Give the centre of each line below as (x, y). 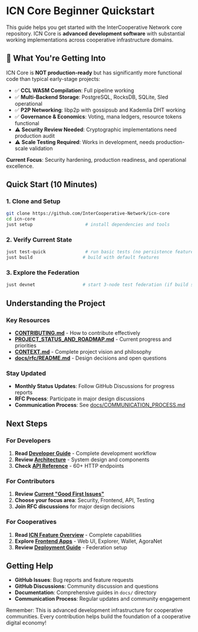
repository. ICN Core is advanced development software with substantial (96, 33)
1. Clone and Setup (33, 201)
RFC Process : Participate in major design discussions (80, 399)
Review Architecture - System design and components (82, 460)
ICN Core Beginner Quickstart (80, 11)
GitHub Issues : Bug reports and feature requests (74, 580)
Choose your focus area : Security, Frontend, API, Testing (84, 500)
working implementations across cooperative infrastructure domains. (90, 40)
